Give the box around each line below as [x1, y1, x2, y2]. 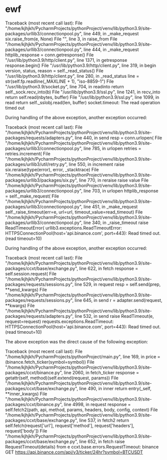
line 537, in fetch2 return [79, 417, 130, 423]
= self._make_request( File [5, 193, 59, 199]
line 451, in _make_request [83, 204, 138, 210]
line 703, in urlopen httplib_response [83, 188, 159, 194]
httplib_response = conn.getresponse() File [5, 51, 94, 58]
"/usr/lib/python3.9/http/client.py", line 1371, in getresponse [5, 57, 128, 63]
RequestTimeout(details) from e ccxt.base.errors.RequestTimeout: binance [5, 444, 159, 450]
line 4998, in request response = [64, 401, 131, 407]
